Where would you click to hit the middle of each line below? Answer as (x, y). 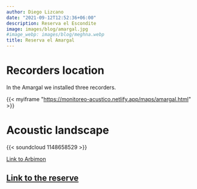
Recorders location (55, 70)
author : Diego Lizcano (35, 12)
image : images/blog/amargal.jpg (47, 29)
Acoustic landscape (58, 130)
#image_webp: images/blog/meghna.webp (55, 35)
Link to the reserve (43, 178)
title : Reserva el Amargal (40, 40)
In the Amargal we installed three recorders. (61, 87)
